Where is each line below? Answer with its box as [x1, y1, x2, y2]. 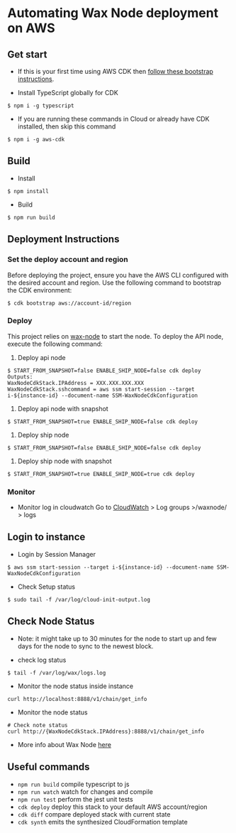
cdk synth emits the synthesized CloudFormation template [17, 817, 188, 826]
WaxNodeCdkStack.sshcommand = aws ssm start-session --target [7, 386, 195, 393]
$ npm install [7, 187, 50, 195]
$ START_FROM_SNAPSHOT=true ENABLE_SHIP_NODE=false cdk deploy [7, 418, 198, 425]
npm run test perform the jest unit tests [17, 795, 133, 803]
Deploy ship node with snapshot [17, 457, 112, 465]
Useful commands [7, 761, 90, 773]
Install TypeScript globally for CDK [17, 89, 118, 97]
